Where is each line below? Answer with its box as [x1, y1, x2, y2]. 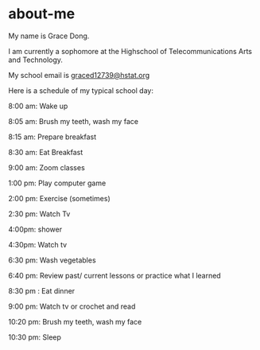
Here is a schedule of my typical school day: [8, 85, 153, 95]
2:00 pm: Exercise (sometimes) [8, 193, 111, 203]
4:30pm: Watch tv [8, 239, 68, 249]
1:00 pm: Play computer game [8, 178, 107, 188]
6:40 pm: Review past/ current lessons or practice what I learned [8, 270, 221, 280]
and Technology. [8, 55, 64, 64]
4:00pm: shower [8, 224, 62, 234]
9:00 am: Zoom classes [8, 162, 85, 172]
